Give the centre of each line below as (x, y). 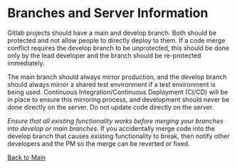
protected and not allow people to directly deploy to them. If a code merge (116, 40)
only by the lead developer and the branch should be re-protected (104, 56)
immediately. (26, 63)
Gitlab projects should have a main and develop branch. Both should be (112, 33)
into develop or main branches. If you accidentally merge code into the (111, 128)
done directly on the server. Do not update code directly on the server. (111, 107)
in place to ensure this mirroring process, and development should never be (118, 99)
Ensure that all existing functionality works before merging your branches (116, 121)
